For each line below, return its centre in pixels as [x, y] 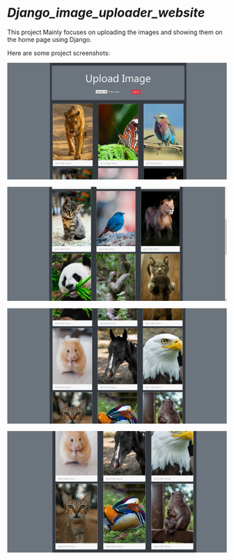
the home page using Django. [49, 39]
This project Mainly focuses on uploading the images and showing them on [115, 32]
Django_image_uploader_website [106, 13]
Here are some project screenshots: [58, 53]
